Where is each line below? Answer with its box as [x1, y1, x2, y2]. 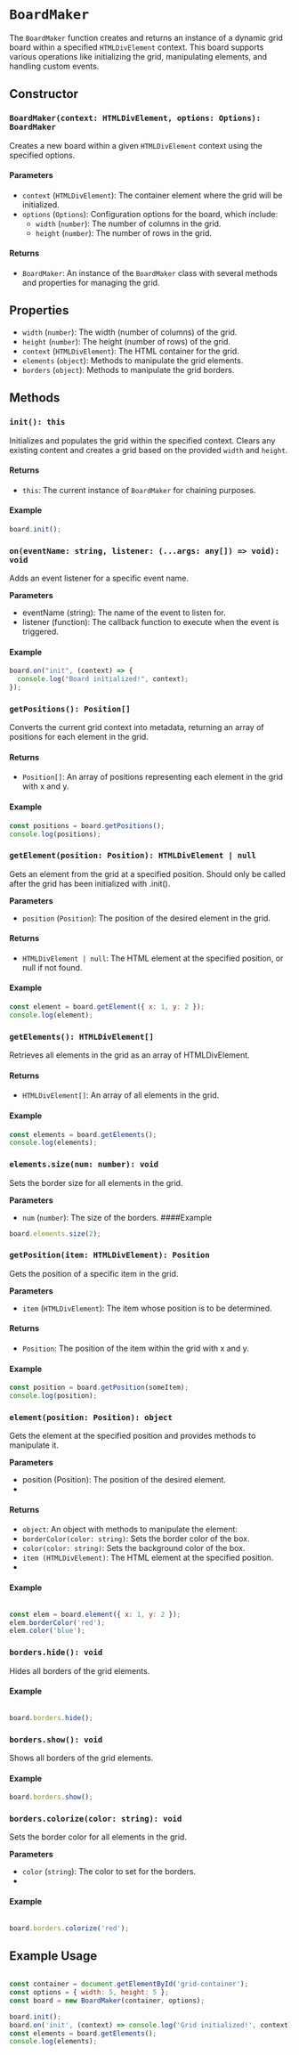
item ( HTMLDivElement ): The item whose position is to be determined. [21, 1303, 273, 1313]
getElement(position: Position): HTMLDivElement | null [9, 850, 256, 861]
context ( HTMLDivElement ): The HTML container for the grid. [21, 345, 240, 356]
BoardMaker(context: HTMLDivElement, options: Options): [9, 113, 262, 124]
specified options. [9, 150, 76, 160]
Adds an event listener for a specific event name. [9, 573, 190, 584]
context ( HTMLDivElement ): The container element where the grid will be [21, 190, 283, 200]
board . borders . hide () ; [9, 1713, 93, 1722]
